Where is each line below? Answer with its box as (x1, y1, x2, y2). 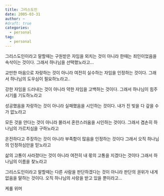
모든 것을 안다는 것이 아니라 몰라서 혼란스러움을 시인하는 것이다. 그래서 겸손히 (5, 119, 153, 125)
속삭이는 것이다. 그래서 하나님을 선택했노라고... (5, 59, 94, 65)
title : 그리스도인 (5, 7, 38, 12)
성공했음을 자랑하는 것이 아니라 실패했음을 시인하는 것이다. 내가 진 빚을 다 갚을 (5, 102, 154, 108)
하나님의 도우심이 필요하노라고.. (10, 75, 71, 81)
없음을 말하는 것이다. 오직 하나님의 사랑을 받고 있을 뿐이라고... (5, 175, 122, 181)
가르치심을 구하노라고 (18, 125, 59, 131)
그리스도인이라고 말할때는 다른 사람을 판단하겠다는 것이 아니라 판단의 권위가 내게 (5, 169, 158, 174)
